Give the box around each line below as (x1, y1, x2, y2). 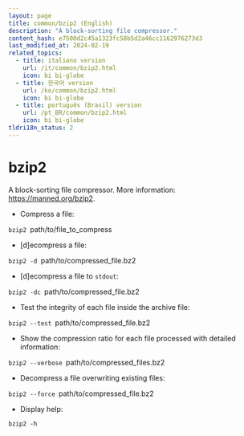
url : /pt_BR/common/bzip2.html (22, 109, 128, 117)
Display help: (19, 404, 63, 414)
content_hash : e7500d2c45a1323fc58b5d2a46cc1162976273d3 (8, 34, 203, 43)
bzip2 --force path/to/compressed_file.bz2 (8, 389, 154, 398)
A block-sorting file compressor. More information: (8, 185, 176, 194)
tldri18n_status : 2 (8, 124, 74, 132)
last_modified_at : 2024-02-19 (8, 42, 110, 50)
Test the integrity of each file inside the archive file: (19, 302, 190, 312)
